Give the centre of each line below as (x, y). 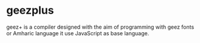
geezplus (30, 10)
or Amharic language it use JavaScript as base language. (78, 33)
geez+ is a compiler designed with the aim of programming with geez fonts (100, 27)
